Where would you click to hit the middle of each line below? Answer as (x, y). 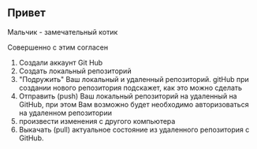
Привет (27, 13)
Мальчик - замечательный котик (63, 32)
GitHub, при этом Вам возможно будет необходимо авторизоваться (134, 104)
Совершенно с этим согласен (58, 47)
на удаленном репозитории (65, 113)
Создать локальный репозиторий (75, 71)
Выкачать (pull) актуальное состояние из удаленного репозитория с (134, 129)
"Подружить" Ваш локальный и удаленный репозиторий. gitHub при (134, 79)
